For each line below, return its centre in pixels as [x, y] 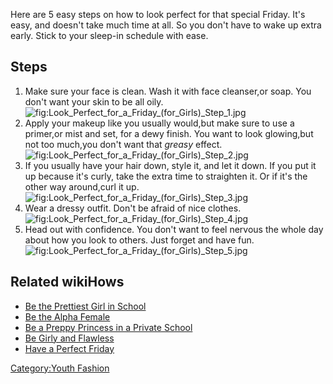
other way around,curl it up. [82, 186]
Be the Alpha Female [67, 316]
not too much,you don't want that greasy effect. [123, 144]
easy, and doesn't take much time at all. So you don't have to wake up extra [166, 25]
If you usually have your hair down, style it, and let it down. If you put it [170, 165]
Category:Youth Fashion [60, 368]
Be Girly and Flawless [69, 338]
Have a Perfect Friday [69, 348]
